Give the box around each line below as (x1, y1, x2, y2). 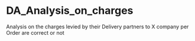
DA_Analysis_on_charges (6, 4, 134, 17)
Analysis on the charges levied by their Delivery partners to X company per (6, 23, 189, 30)
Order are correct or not (6, 29, 65, 36)
